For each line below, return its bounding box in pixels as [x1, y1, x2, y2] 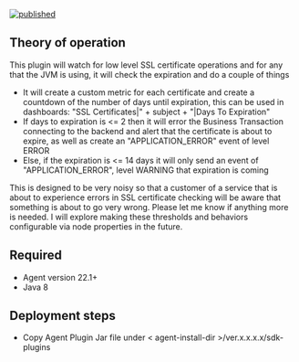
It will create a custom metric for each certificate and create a [22, 87, 255, 98]
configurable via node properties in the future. [9, 220, 183, 232]
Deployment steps [9, 308, 116, 324]
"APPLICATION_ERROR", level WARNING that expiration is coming [22, 165, 269, 176]
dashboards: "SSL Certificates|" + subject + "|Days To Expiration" [22, 106, 271, 117]
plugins [22, 342, 51, 353]
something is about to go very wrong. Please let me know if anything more [9, 201, 289, 212]
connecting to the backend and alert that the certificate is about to [22, 125, 273, 136]
